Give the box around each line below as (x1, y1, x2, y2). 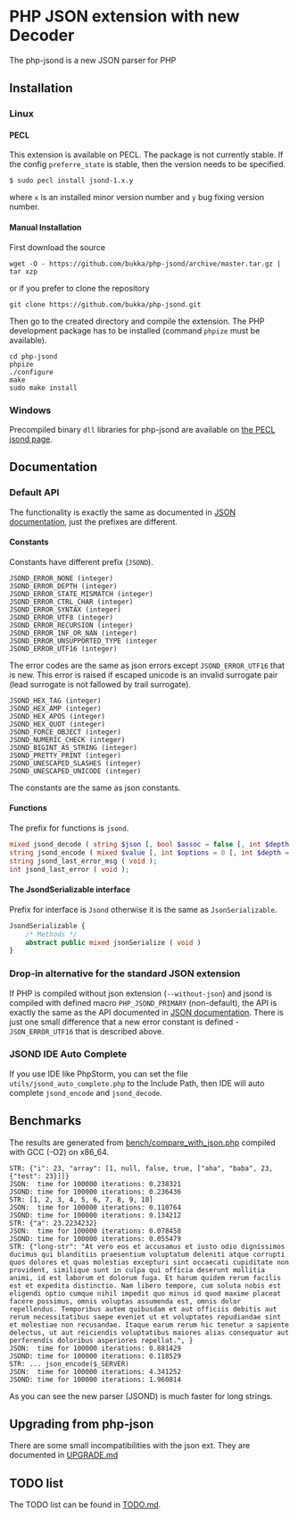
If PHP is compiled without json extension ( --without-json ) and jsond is (9, 988, 272, 999)
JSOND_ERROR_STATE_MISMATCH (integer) (9, 589, 153, 598)
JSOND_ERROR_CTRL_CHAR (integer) (9, 597, 134, 606)
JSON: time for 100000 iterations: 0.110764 (9, 1202, 181, 1212)
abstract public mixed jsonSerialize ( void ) (25, 938, 202, 947)
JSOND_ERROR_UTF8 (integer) (9, 612, 114, 622)
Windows (9, 404, 52, 417)
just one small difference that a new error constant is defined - (9, 1016, 239, 1027)
